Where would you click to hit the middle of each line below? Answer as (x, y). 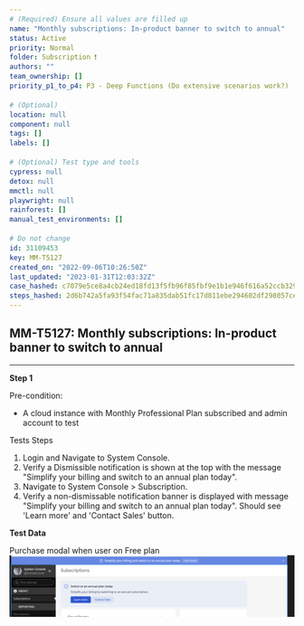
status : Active (38, 38)
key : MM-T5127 (36, 258)
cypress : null (36, 172)
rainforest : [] (38, 210)
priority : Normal (42, 48)
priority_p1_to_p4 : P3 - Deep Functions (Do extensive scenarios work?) (149, 86)
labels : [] (30, 143)
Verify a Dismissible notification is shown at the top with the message (152, 467)
